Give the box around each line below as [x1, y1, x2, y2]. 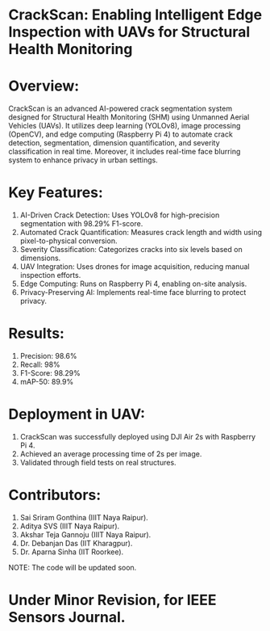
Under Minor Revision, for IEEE [8, 591, 217, 609]
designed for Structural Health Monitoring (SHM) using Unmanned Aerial [8, 112, 250, 122]
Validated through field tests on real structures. [19, 457, 177, 467]
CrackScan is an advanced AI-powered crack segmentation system [8, 103, 232, 114]
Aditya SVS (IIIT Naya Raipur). [19, 521, 120, 531]
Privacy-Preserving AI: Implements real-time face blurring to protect [19, 288, 247, 297]
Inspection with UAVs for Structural [8, 23, 251, 41]
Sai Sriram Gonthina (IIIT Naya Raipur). [19, 512, 149, 522]
